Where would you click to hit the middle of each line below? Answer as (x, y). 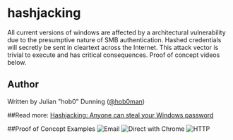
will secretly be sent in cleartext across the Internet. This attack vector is (113, 47)
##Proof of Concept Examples (51, 129)
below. (17, 62)
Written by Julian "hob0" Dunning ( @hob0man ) (76, 101)
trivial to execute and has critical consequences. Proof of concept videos (114, 55)
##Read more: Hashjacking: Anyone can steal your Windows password (110, 115)
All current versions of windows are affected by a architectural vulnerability (116, 32)
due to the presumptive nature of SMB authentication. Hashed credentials (114, 39)
